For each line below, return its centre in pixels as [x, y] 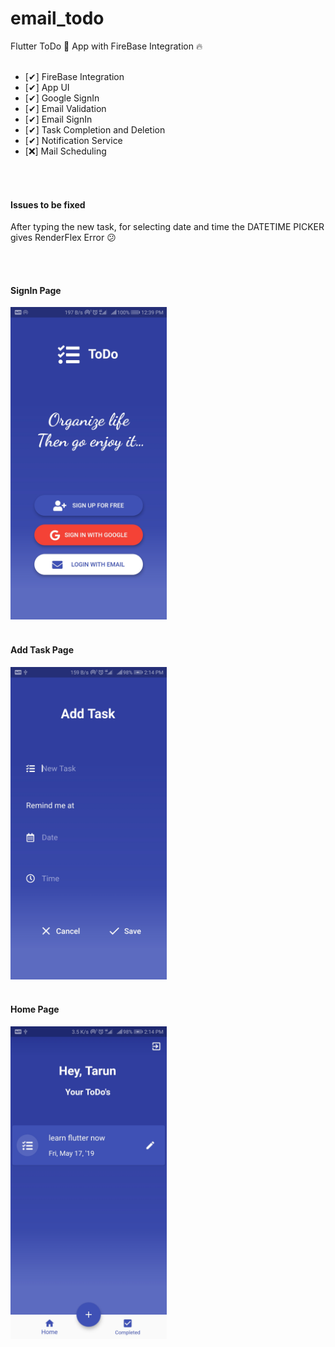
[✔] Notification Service [73, 140]
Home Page [35, 1009]
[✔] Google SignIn [62, 98]
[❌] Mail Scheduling [65, 151]
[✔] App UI [47, 87]
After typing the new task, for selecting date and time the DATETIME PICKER [167, 227]
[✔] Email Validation [65, 108]
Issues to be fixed [48, 204]
